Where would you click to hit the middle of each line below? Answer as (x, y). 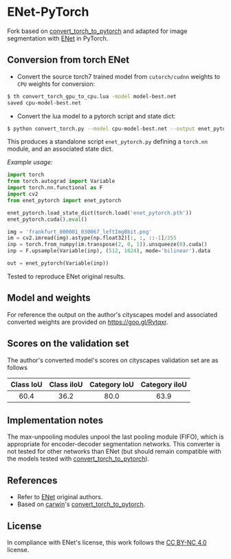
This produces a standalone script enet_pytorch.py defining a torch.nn (108, 142)
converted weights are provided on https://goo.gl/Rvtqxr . (88, 322)
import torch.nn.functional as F (55, 188)
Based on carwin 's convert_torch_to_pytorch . (81, 504)
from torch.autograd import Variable (61, 182)
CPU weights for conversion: (56, 84)
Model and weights (49, 298)
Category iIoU (164, 384)
